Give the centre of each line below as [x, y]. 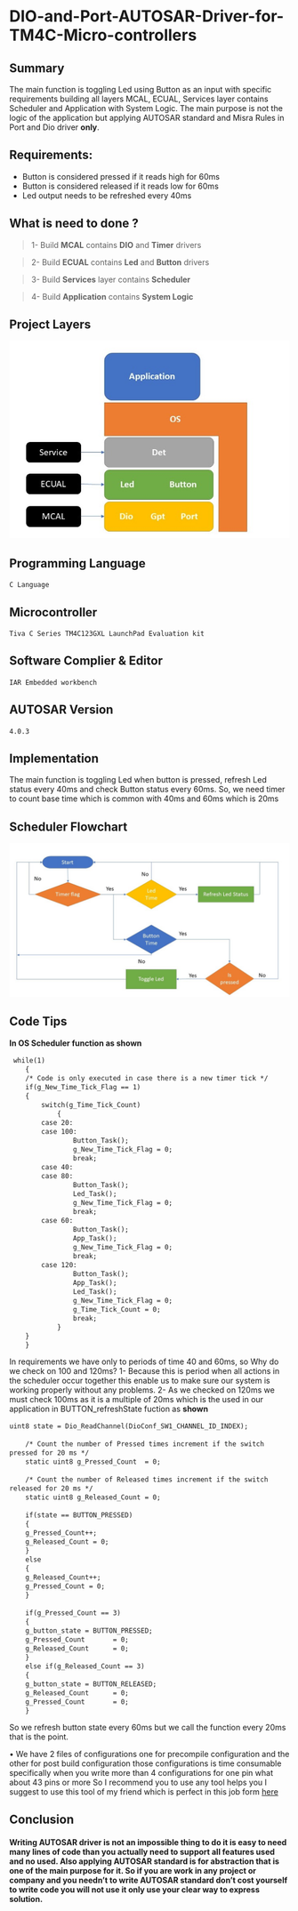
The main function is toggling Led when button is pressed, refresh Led [138, 780]
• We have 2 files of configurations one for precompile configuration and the [149, 1754]
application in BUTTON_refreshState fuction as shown [109, 1409]
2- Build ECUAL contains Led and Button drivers [120, 262]
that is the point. [39, 1737]
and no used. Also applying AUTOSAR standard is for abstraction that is [145, 1861]
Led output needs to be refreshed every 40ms [107, 195]
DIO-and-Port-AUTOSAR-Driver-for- [147, 16]
